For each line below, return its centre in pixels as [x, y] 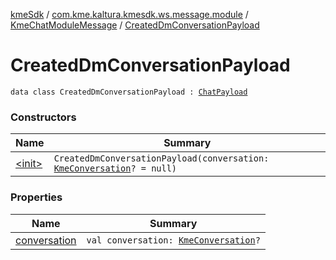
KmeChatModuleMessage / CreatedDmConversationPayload [135, 25]
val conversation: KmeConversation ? [173, 240]
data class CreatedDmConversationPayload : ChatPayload [129, 92]
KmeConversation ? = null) [115, 168]
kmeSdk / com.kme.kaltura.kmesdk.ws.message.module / [129, 14]
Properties [36, 197]
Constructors [43, 117]
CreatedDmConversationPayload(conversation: [161, 158]
